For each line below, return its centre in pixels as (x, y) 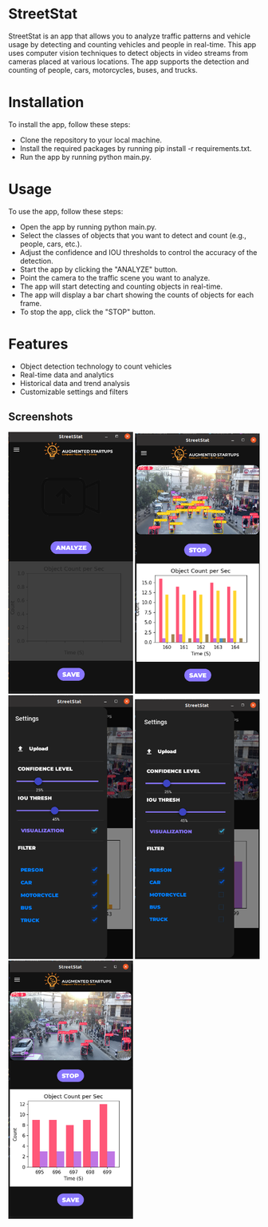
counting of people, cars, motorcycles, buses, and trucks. (103, 70)
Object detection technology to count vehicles (96, 366)
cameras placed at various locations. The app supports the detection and (129, 62)
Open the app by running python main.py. (88, 227)
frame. (31, 303)
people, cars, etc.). (51, 244)
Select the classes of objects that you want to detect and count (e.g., (133, 235)
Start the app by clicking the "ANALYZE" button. (99, 269)
